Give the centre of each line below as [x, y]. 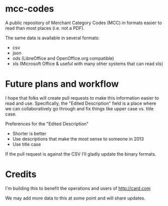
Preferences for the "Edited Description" [47, 123]
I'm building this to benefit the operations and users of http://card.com [78, 188]
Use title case [27, 144]
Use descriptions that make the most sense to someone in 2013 [78, 139]
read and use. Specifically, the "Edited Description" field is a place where [81, 103]
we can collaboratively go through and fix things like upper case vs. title [79, 108]
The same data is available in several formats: [52, 38]
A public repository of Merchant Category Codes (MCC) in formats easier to [83, 23]
